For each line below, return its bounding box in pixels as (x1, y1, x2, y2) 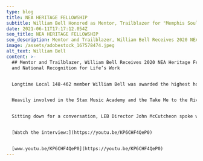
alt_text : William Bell (6, 48, 66, 54)
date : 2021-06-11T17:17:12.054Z (6, 25, 88, 32)
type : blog (6, 8, 34, 15)
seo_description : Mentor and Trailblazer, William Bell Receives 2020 (6, 37, 188, 43)
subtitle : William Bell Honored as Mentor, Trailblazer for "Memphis (6, 20, 185, 26)
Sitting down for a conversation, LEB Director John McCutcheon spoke (11, 113, 193, 119)
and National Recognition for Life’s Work (11, 65, 120, 71)
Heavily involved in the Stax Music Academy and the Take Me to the (11, 97, 188, 103)
